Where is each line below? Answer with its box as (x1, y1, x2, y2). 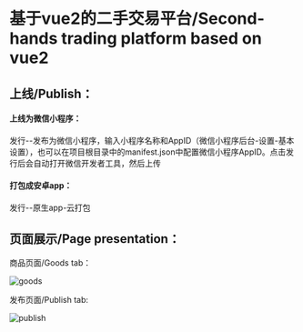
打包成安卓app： (9, 180, 73, 191)
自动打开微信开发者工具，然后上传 (33, 157, 161, 168)
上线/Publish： (9, 86, 94, 101)
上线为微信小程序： (9, 113, 82, 124)
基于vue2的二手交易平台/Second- (9, 8, 266, 29)
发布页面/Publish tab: (9, 294, 89, 305)
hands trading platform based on (9, 28, 262, 49)
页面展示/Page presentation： (9, 231, 180, 246)
